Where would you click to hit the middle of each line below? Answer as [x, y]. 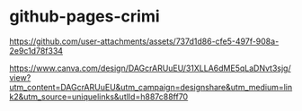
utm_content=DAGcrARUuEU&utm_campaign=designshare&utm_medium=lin [151, 87]
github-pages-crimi [84, 17]
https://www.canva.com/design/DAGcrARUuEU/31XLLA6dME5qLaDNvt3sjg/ [150, 68]
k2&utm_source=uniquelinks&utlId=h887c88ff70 [99, 97]
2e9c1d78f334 [36, 50]
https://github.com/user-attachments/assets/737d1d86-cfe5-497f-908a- [144, 41]
